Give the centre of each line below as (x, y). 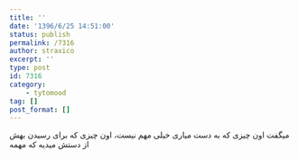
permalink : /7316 (42, 43)
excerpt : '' (32, 59)
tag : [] (24, 101)
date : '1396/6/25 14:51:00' (62, 26)
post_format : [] (40, 110)
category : (28, 84)
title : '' (28, 18)
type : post (30, 68)
